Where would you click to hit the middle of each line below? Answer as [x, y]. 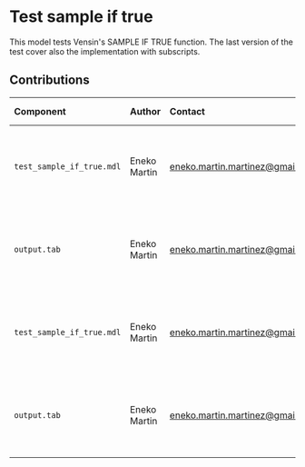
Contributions [49, 80]
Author [146, 111]
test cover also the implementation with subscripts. [105, 51]
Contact [187, 111]
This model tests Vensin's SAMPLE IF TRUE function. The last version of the [151, 42]
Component [40, 111]
